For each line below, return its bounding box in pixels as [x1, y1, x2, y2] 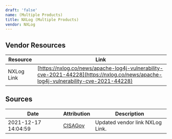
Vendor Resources [5, 41, 66, 49]
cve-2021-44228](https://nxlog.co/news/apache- [37, 71, 162, 78]
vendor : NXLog [5, 22, 36, 27]
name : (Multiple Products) [5, 12, 63, 17]
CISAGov [63, 122, 85, 129]
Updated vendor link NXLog [95, 118, 162, 126]
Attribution [63, 110, 91, 117]
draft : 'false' [5, 7, 38, 13]
